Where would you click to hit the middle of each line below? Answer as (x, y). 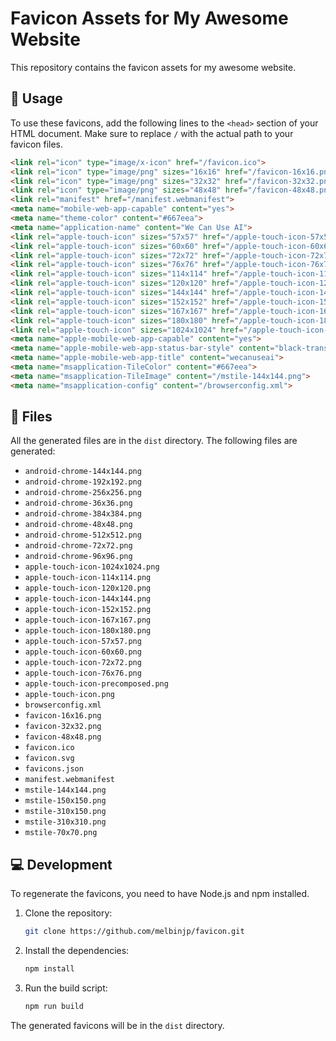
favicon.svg (49, 758)
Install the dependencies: (77, 951)
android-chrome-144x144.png (83, 472)
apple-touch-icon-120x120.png (88, 588)
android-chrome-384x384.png (83, 514)
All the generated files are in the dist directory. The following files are (154, 441)
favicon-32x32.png (63, 727)
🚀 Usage (36, 98)
